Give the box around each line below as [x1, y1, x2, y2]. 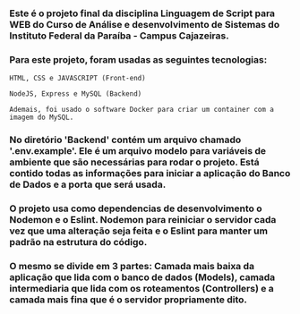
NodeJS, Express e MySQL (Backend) [9, 89, 142, 98]
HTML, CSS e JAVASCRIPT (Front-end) [9, 74, 146, 83]
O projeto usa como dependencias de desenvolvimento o [9, 202, 262, 215]
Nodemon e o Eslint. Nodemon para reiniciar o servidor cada [9, 214, 277, 226]
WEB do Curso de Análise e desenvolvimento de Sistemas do [9, 18, 280, 30]
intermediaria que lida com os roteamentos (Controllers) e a [9, 282, 275, 294]
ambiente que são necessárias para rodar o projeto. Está [9, 156, 260, 168]
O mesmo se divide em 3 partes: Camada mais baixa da [9, 259, 255, 272]
